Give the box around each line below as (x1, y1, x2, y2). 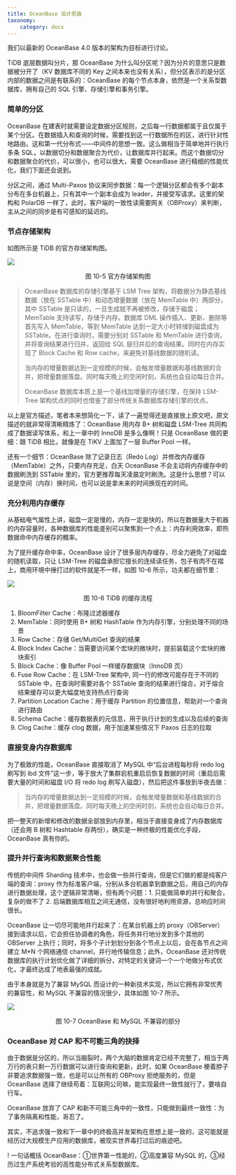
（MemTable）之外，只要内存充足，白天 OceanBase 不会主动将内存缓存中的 (7, 461, 228, 469)
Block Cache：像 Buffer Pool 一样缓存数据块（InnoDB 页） (17, 661, 187, 670)
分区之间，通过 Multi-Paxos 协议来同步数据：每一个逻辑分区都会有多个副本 (7, 180, 224, 189)
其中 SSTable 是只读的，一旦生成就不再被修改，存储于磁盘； (24, 304, 200, 313)
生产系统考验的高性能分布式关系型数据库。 (19, 1160, 143, 1169)
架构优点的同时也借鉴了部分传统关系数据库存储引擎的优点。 (39, 396, 212, 404)
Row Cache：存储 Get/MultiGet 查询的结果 (17, 635, 140, 644)
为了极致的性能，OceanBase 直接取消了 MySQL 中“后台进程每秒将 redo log (7, 760, 225, 769)
